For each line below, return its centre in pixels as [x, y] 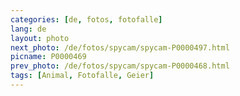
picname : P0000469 [48, 57]
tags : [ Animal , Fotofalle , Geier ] [82, 76]
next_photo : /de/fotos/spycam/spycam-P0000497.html [120, 47]
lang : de [28, 29]
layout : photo [40, 38]
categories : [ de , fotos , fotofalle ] [86, 19]
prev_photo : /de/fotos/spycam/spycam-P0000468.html [120, 66]
